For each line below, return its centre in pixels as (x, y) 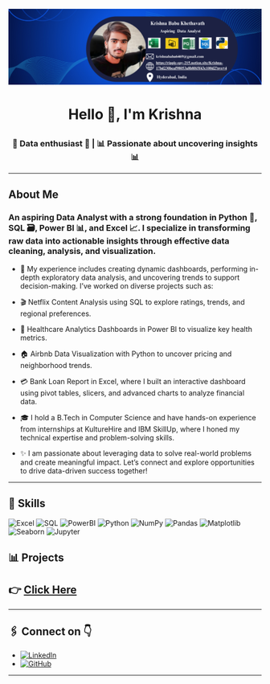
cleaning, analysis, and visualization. (82, 252)
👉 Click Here (43, 590)
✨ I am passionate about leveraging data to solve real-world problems (135, 453)
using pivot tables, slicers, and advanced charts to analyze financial (132, 393)
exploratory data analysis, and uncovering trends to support (141, 277)
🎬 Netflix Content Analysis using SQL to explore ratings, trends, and (132, 301)
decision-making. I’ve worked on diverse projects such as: (117, 285)
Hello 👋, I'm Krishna (135, 115)
